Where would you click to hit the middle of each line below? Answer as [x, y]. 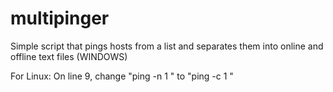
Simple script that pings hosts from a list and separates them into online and [167, 46]
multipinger [60, 18]
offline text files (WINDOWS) [69, 56]
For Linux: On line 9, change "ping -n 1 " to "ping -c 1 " [122, 76]
